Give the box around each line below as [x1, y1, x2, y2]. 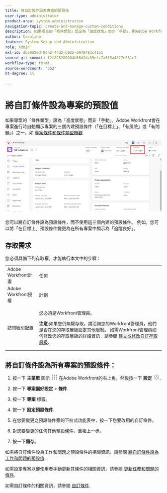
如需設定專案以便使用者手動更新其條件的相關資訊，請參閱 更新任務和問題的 [5, 466, 159, 472]
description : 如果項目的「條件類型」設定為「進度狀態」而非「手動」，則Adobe [5, 29, 147, 34]
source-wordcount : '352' [5, 66, 57, 71]
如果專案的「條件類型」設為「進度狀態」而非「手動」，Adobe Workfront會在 [5, 117, 161, 123]
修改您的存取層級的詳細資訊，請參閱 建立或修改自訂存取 [43, 333, 158, 339]
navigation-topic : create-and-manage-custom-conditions [5, 24, 123, 29]
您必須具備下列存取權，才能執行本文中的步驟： [5, 255, 101, 261]
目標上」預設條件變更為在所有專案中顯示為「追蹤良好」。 [22, 225, 138, 231]
